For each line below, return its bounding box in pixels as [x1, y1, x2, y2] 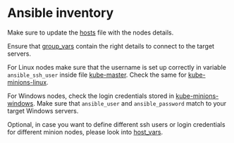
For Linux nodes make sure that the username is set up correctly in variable [7, 63, 227, 71]
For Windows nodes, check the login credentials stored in [7, 92, 175, 100]
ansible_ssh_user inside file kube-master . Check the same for [7, 70, 187, 79]
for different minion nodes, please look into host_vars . [7, 128, 164, 136]
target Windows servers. [7, 106, 79, 115]
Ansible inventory [7, 5, 114, 21]
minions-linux [7, 77, 47, 86]
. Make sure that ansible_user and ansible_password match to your [32, 99, 227, 107]
